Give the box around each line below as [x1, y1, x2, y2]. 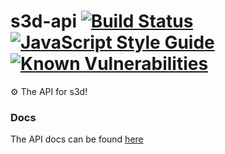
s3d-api [10, 10, 77, 33]
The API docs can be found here [10, 133, 144, 145]
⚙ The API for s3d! [10, 85, 88, 97]
